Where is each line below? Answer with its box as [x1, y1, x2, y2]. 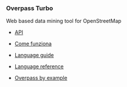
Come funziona [14, 40, 52, 48]
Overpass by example [14, 75, 67, 82]
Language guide [14, 52, 54, 59]
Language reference [14, 63, 64, 70]
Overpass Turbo [6, 4, 53, 12]
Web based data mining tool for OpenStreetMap [6, 18, 122, 25]
